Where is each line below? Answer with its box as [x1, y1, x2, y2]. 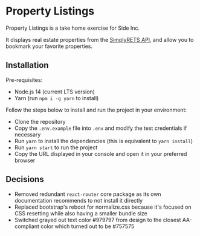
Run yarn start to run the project [14, 144, 98, 151]
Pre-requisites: [5, 76, 43, 83]
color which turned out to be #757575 [40, 223, 135, 230]
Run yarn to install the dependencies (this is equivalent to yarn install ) [14, 137, 193, 144]
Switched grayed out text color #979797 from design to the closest [14, 216, 181, 223]
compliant [14, 223, 40, 230]
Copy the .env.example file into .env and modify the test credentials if [14, 124, 187, 132]
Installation [5, 60, 49, 70]
